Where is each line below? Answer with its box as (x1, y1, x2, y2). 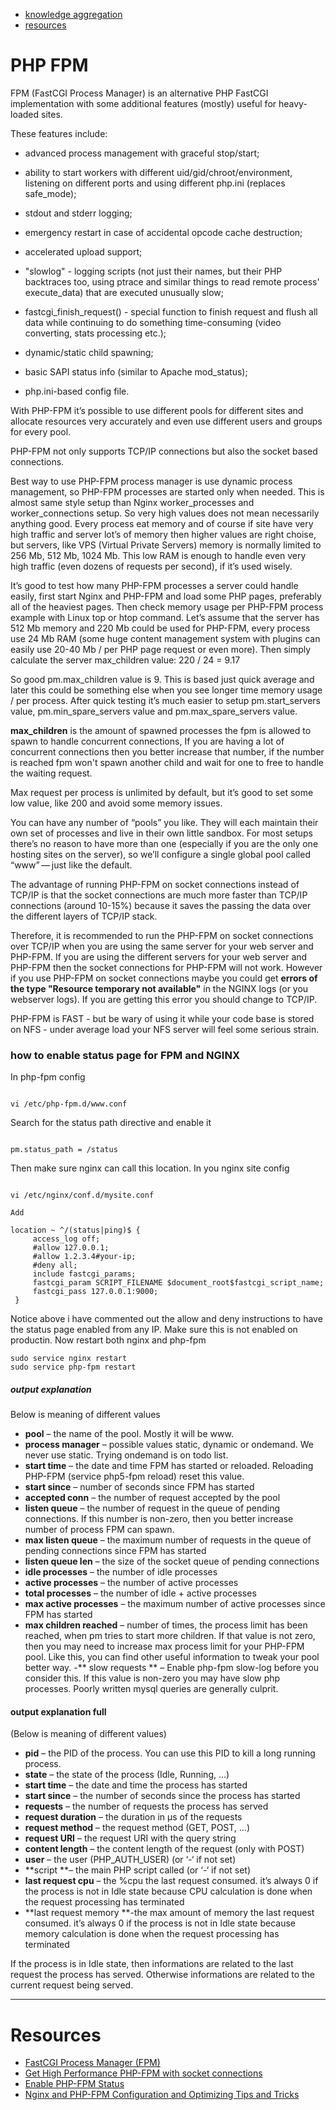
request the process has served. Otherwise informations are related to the (10, 1969, 315, 1981)
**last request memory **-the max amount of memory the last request (24, 1907, 315, 1919)
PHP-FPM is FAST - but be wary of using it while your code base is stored (10, 1012, 315, 1024)
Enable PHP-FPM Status (24, 2078, 125, 2090)
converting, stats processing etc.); (24, 327, 167, 339)
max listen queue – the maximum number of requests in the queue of (24, 1534, 312, 1546)
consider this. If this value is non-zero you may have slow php (24, 1672, 281, 1684)
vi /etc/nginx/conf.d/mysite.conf (10, 1190, 155, 1201)
